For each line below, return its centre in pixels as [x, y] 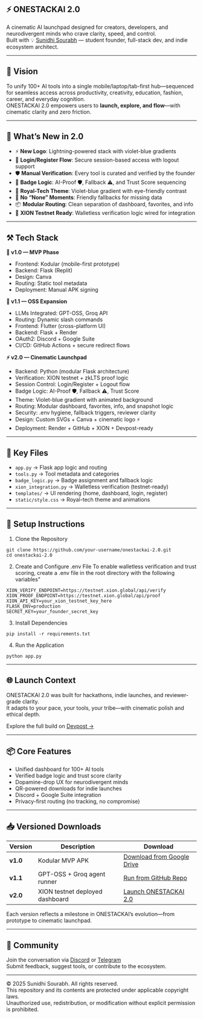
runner [48, 882]
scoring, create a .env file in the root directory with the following [95, 572]
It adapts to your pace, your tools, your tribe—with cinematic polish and [95, 708]
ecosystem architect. [32, 47]
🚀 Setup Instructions [46, 524]
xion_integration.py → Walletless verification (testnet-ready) [92, 487]
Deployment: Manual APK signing [56, 290]
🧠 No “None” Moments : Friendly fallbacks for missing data [89, 197]
